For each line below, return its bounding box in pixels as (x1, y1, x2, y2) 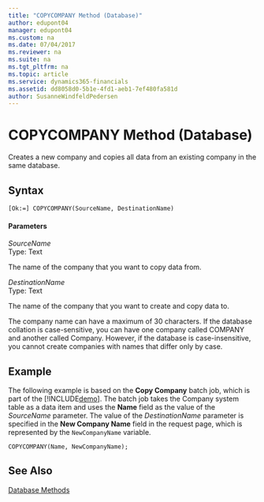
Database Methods (8, 485, 70, 494)
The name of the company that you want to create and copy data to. (8, 302, 230, 311)
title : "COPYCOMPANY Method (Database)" (8, 11, 143, 20)
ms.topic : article (8, 70, 69, 78)
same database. (8, 161, 61, 170)
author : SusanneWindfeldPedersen (8, 92, 118, 100)
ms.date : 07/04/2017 (8, 41, 76, 49)
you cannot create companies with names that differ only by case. (8, 342, 223, 351)
